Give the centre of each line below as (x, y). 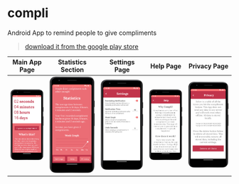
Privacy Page (208, 66)
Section (72, 70)
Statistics (72, 63)
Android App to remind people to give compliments (82, 33)
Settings (122, 63)
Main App (27, 63)
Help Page (166, 66)
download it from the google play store (81, 46)
